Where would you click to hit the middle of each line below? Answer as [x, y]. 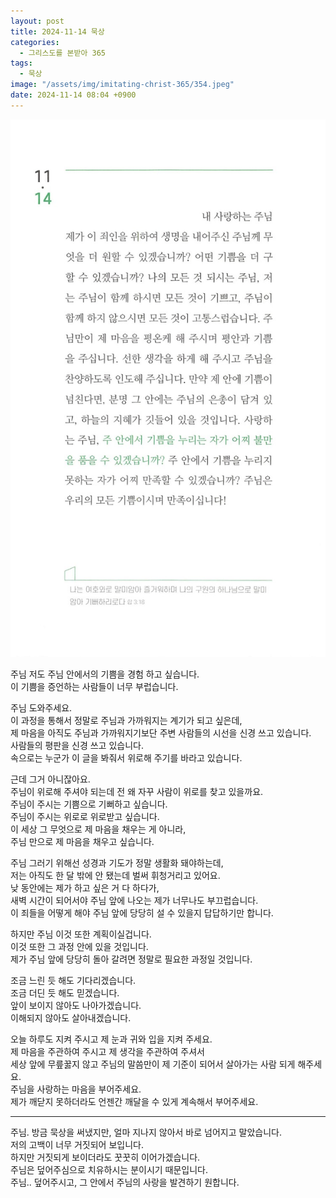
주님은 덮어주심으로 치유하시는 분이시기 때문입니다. [109, 1169]
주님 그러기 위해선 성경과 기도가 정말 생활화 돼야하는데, [117, 862]
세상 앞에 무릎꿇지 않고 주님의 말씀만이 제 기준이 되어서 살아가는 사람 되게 [153, 1064]
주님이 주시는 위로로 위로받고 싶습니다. [85, 816]
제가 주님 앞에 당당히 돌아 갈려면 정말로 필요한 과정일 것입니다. [131, 959]
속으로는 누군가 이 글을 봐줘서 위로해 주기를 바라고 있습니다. [126, 757]
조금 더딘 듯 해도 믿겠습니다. [65, 992]
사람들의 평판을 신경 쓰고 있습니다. [77, 745]
